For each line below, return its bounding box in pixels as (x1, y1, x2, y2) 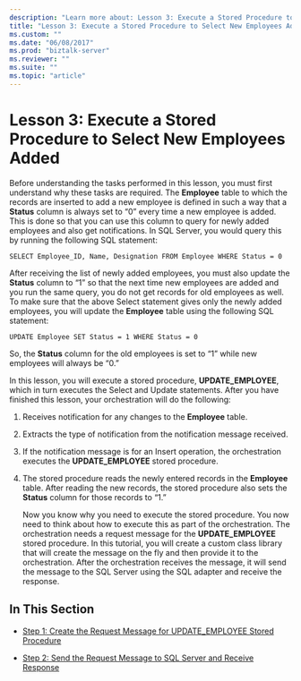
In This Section (9, 601, 95, 617)
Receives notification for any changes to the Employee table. (21, 411, 248, 421)
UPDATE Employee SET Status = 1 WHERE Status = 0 (9, 332, 199, 341)
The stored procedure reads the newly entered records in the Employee (21, 472, 288, 483)
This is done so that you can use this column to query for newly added (9, 216, 270, 226)
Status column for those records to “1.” (21, 491, 168, 502)
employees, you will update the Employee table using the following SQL (9, 305, 275, 316)
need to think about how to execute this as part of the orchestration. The (21, 518, 291, 529)
